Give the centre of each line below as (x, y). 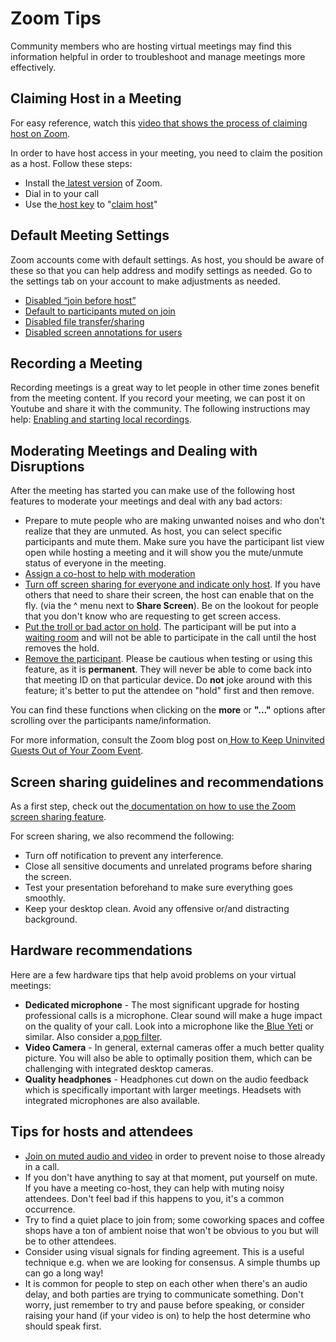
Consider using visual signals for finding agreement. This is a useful (164, 1251)
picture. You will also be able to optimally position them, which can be (168, 1058)
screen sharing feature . (58, 816)
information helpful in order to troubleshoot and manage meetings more (158, 56)
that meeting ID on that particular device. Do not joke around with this (168, 680)
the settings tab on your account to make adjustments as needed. (145, 281)
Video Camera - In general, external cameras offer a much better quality (174, 1047)
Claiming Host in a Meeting (96, 98)
